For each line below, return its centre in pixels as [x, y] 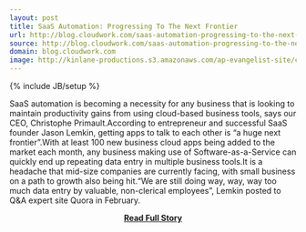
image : [22, 60]
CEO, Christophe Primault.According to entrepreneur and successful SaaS [148, 123]
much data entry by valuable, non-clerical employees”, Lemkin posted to [145, 191]
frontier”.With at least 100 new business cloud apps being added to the [143, 142]
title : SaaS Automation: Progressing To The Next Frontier [124, 26]
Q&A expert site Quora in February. [75, 200]
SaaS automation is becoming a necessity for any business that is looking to [152, 104]
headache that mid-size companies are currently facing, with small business [153, 171]
